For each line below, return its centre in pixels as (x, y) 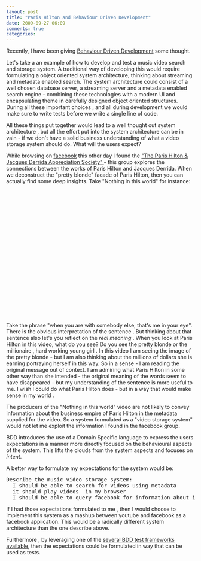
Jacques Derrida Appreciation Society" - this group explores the (86, 162)
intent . (14, 457)
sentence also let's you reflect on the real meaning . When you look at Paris (99, 338)
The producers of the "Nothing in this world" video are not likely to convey (98, 407)
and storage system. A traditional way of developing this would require (93, 69)
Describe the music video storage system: (69, 480)
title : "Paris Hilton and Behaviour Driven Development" (79, 17)
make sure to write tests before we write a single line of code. (82, 114)
